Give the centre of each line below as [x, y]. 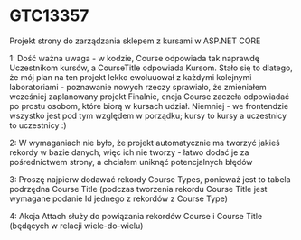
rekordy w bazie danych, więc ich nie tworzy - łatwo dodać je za [129, 152]
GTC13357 [49, 16]
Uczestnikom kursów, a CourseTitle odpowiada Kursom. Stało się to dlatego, [151, 68]
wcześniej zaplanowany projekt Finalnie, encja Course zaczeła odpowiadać [150, 97]
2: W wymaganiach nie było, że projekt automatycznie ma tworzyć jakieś [145, 143]
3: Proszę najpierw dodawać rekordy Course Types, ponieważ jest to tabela [150, 179]
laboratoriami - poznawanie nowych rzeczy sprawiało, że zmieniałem [138, 87]
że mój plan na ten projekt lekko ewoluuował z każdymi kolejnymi [131, 77]
